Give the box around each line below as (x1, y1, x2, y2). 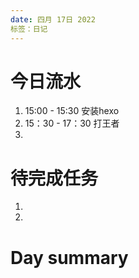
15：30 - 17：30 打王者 (24, 117, 120, 130)
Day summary (10, 246, 129, 269)
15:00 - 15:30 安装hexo (24, 105, 120, 117)
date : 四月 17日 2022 (10, 14, 96, 25)
